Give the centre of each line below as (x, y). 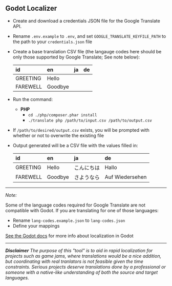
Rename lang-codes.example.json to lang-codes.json (69, 220)
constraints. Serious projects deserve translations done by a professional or (86, 267)
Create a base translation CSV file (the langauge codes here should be (87, 51)
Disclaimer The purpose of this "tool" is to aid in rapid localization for (79, 250)
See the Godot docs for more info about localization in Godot (70, 236)
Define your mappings (36, 226)
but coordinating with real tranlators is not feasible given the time (74, 261)
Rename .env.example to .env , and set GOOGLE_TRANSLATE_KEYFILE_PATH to (89, 36)
